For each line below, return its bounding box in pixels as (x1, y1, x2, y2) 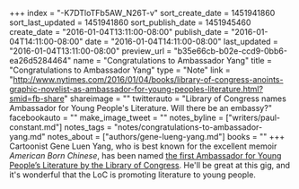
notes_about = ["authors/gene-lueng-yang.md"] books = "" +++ (47, 132, 286, 142)
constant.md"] (9, 122, 63, 133)
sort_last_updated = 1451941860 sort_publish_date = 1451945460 (9, 17, 251, 28)
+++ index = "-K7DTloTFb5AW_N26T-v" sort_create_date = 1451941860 (9, 8, 276, 18)
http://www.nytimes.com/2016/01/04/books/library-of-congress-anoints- (13, 74, 284, 84)
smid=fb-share (9, 93, 65, 104)
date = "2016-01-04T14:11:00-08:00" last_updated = (84, 36, 278, 47)
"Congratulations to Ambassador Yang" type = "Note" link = (9, 64, 231, 75)
